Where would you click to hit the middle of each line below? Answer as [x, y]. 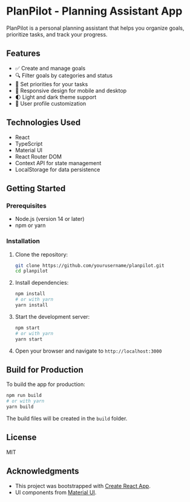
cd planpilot [31, 271]
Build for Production [45, 369]
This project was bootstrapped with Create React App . [83, 486]
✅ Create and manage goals [50, 68]
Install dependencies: [42, 283]
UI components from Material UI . [56, 492]
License [21, 437]
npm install [30, 294]
